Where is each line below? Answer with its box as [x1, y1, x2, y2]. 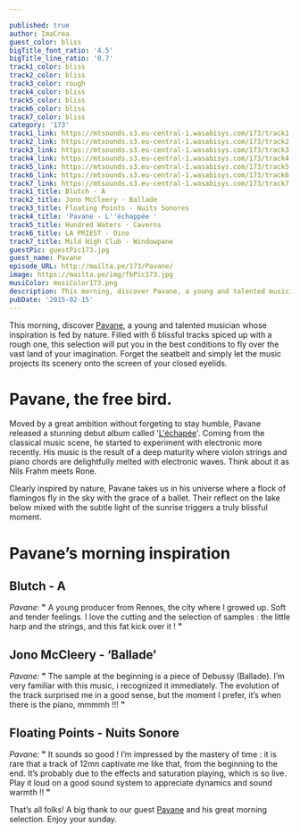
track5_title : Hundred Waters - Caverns [9, 220, 162, 229]
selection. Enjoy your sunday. [9, 814, 118, 825]
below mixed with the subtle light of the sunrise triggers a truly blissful [9, 502, 268, 513]
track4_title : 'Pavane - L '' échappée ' [9, 212, 158, 221]
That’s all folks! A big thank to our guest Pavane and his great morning [9, 804, 268, 815]
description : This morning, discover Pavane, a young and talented [9, 287, 266, 296]
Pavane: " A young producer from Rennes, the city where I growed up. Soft [9, 602, 287, 613]
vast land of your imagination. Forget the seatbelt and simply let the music [9, 348, 282, 358]
